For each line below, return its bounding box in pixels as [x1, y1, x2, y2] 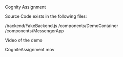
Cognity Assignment [5, 4, 46, 10]
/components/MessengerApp [5, 28, 64, 33]
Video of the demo [5, 37, 42, 43]
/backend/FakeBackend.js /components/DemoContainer [5, 23, 119, 28]
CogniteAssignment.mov [5, 47, 55, 52]
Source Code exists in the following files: [5, 14, 87, 19]
